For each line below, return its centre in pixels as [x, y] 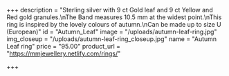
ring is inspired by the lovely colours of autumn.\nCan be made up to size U [114, 24]
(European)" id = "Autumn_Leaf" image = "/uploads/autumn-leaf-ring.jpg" [112, 31]
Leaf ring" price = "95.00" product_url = [64, 46]
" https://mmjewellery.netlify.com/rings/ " [64, 53]
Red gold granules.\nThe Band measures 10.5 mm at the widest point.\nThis [114, 17]
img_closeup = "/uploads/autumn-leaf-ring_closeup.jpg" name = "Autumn [112, 39]
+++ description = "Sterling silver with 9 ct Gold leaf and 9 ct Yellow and [110, 10]
